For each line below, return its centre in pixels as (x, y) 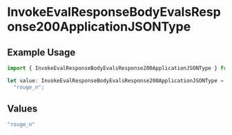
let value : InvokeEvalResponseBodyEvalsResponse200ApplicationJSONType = (116, 80)
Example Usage (41, 52)
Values (22, 109)
